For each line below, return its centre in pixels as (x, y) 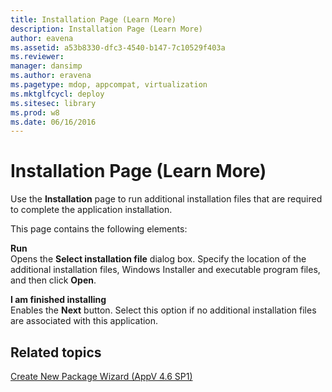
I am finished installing (58, 300)
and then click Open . (53, 280)
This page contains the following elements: (99, 229)
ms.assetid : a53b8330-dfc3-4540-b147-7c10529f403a (118, 47)
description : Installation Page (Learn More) (106, 29)
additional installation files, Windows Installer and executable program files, (165, 270)
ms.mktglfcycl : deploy (57, 94)
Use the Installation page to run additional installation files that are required (166, 199)
